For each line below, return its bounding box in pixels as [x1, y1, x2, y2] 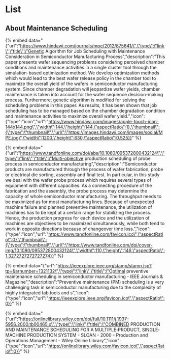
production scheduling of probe [84, 155, 151, 161]
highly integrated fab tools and [5, 290, 70, 296]
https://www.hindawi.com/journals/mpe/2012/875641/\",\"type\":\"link [20, 43, 165, 49]
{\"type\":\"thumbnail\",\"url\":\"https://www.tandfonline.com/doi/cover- [5, 242, 153, 248]
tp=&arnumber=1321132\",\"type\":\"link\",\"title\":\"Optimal [5, 268, 125, 274]
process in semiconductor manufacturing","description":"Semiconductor [5, 161, 157, 167]
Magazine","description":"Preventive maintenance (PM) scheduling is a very [5, 279, 164, 285]
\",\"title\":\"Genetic [5, 48, 45, 54]
